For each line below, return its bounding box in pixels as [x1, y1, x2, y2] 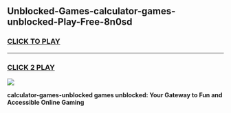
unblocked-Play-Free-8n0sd [7, 16, 133, 28]
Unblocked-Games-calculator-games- [7, 5, 176, 17]
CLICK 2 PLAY [7, 62, 55, 72]
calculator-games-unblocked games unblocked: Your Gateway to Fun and [7, 90, 223, 99]
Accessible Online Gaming [7, 98, 85, 106]
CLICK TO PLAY [7, 37, 60, 47]
